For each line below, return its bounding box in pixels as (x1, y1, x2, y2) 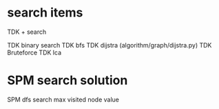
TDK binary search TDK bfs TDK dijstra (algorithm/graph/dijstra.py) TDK (7, 41, 212, 49)
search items (7, 5, 83, 21)
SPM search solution (7, 72, 128, 88)
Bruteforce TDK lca (7, 48, 62, 57)
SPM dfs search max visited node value (7, 95, 119, 103)
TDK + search (7, 28, 47, 36)
